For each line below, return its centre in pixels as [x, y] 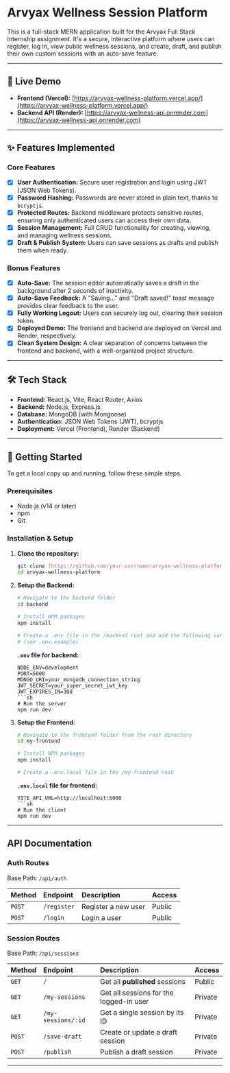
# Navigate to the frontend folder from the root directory [104, 735]
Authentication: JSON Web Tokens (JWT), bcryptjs [90, 422]
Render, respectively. [47, 336]
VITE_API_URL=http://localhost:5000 [69, 798]
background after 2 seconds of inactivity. [75, 291]
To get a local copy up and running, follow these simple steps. [94, 473]
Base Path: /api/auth [37, 878]
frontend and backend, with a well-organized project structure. [106, 351]
